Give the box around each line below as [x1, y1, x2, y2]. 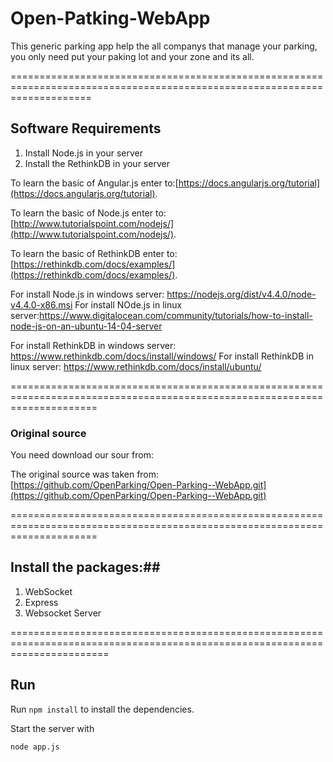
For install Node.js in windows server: [10, 288, 165, 300]
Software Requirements [10, 120, 162, 137]
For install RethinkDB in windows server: [10, 339, 177, 351]
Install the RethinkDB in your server [24, 157, 170, 169]
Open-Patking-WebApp [10, 7, 211, 30]
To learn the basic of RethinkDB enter [10, 247, 165, 259]
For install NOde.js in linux [74, 298, 183, 311]
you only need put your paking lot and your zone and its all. [10, 50, 255, 62]
